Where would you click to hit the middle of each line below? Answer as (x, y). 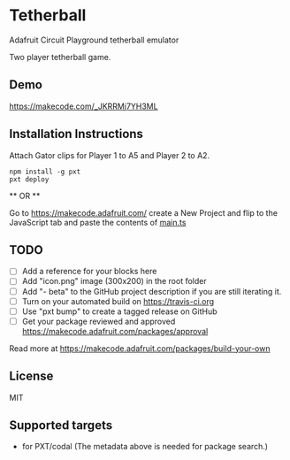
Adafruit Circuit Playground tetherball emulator (94, 40)
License (31, 376)
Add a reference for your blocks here (89, 272)
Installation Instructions (76, 134)
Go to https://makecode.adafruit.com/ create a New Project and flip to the (144, 212)
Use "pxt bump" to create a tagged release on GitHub (120, 311)
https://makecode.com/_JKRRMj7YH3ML (84, 106)
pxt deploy (29, 179)
